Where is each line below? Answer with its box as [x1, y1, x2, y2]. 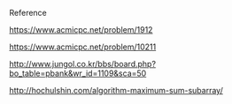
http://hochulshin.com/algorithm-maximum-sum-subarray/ [9, 85, 223, 95]
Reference [9, 8, 47, 18]
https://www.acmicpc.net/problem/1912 [9, 25, 153, 34]
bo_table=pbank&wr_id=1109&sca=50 [9, 68, 147, 78]
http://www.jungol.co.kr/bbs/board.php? [9, 59, 157, 69]
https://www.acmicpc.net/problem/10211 [9, 41, 157, 52]
